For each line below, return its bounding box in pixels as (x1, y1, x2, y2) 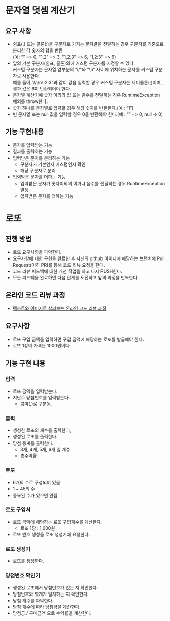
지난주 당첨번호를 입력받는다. (12, 395, 70, 401)
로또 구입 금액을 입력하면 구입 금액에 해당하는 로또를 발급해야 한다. (12, 336, 144, 342)
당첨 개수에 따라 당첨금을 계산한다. (12, 604, 81, 610)
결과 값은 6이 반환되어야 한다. (12, 86, 71, 92)
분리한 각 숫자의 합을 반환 (12, 47, 63, 54)
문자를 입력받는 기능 (12, 142, 52, 148)
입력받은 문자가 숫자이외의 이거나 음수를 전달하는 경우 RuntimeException (20, 180, 165, 186)
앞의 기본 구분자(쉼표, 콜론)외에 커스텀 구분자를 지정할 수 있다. (12, 60, 135, 66)
